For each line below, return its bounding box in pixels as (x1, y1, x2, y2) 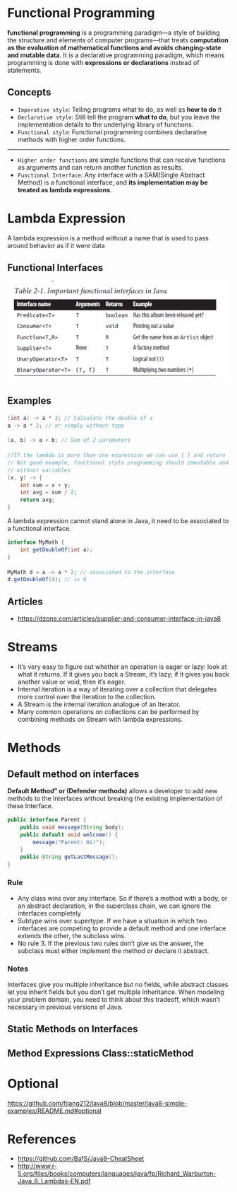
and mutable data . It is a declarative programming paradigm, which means (7, 51, 225, 59)
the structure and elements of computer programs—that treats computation (7, 35, 229, 44)
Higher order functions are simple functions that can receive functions (17, 156, 226, 164)
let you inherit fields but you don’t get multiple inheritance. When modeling (7, 988, 224, 996)
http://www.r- (17, 1162, 58, 1171)
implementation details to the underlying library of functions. (17, 120, 194, 129)
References (7, 1131, 76, 1147)
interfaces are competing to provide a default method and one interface (17, 924, 226, 933)
